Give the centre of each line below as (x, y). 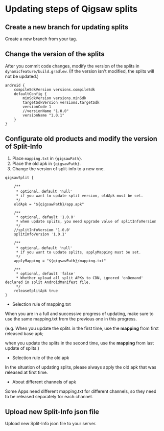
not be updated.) (22, 76)
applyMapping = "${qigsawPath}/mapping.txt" (60, 261)
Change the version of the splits (55, 54)
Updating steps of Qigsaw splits (71, 9)
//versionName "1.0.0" (46, 111)
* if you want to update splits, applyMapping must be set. (78, 252)
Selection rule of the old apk (41, 358)
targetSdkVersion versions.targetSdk (61, 102)
